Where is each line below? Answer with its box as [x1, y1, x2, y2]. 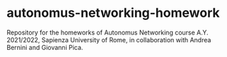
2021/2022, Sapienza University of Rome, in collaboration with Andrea [6, 35, 211, 44]
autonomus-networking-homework [6, 5, 220, 21]
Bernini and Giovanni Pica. [6, 43, 83, 51]
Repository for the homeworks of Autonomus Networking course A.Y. [6, 28, 209, 37]
